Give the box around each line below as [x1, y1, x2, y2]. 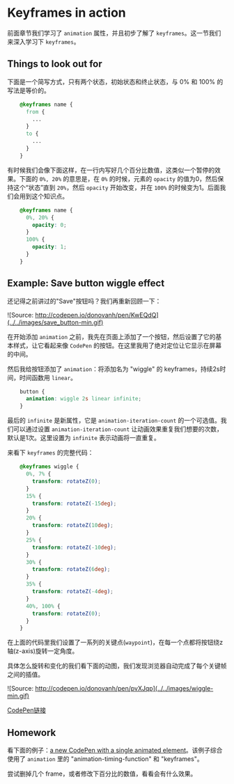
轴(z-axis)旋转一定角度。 [7, 647, 79, 655]
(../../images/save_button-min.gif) [7, 318, 104, 327]
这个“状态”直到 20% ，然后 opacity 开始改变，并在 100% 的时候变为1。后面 [13, 183, 220, 191]
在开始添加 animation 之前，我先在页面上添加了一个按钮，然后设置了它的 [7, 332, 216, 340]
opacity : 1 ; [32, 244, 68, 251]
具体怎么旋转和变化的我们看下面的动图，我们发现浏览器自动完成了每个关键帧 [7, 661, 227, 670]
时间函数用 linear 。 [19, 373, 77, 382]
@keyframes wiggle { [19, 463, 79, 471]
